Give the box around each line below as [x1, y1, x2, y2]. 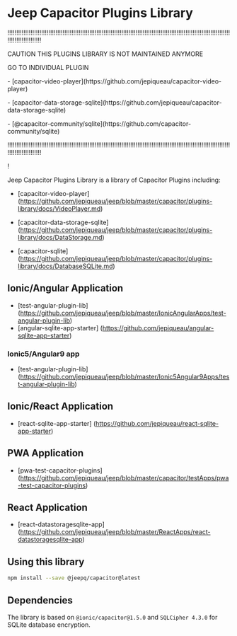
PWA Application [7, 447, 84, 459]
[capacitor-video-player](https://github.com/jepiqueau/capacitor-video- [11, 76, 222, 86]
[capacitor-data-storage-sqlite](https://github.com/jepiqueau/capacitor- [11, 98, 222, 107]
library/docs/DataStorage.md [17, 233, 103, 241]
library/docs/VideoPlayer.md [17, 204, 101, 213]
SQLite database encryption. [7, 620, 91, 629]
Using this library [7, 555, 85, 567]
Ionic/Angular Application [7, 282, 124, 294]
